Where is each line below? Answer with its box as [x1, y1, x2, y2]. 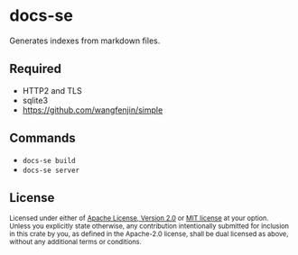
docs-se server [22, 166, 80, 175]
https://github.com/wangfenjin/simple [22, 105, 163, 115]
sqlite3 [22, 95, 48, 105]
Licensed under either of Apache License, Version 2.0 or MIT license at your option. [9, 214, 269, 223]
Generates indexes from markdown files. [9, 35, 161, 46]
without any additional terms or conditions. [9, 238, 142, 247]
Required [9, 61, 61, 77]
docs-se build [22, 156, 76, 165]
